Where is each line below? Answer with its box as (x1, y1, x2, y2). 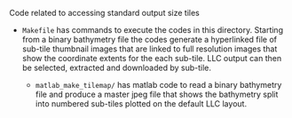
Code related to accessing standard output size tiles (9, 8, 200, 18)
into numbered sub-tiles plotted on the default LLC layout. (35, 98, 247, 109)
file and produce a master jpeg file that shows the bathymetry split (35, 89, 279, 99)
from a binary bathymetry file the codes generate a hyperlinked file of (21, 35, 278, 44)
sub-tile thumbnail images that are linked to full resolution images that (21, 43, 278, 54)
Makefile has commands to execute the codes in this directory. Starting (21, 25, 284, 35)
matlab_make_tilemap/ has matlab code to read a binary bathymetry (35, 80, 282, 90)
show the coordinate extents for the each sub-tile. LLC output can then (21, 53, 282, 63)
